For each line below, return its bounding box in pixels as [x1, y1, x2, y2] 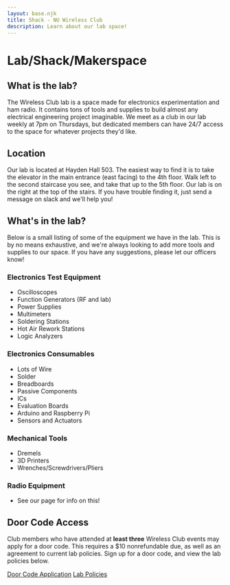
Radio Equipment [7, 480, 65, 490]
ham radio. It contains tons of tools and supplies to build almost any [7, 105, 198, 114]
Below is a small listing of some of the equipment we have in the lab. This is [7, 234, 221, 241]
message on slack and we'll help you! [7, 195, 113, 203]
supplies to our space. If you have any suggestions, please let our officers [7, 248, 216, 256]
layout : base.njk [7, 10, 57, 17]
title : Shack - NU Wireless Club [7, 17, 103, 23]
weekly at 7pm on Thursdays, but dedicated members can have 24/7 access [7, 120, 224, 128]
